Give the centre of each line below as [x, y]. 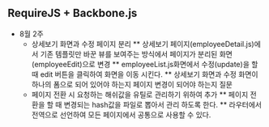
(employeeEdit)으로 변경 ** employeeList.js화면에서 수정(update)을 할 [145, 64]
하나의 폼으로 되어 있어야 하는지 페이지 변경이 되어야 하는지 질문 [132, 84]
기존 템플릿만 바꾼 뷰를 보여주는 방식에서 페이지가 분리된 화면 [136, 54]
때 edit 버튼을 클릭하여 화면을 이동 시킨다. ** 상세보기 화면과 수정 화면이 [145, 74]
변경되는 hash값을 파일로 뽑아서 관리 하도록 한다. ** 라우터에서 [163, 104]
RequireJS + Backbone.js [73, 13]
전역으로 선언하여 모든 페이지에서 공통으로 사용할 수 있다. [121, 114]
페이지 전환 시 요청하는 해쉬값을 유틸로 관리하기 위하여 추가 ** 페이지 [140, 94]
